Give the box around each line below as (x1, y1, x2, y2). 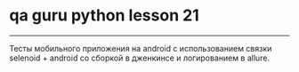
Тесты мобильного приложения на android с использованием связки (9, 43, 272, 53)
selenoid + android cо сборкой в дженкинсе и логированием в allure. (9, 52, 270, 63)
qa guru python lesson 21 (9, 5, 200, 26)
